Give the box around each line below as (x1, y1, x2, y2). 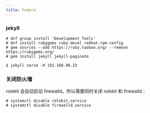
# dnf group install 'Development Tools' (6, 36, 96, 41)
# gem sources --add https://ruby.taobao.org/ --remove (6, 44, 128, 50)
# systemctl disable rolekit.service (6, 98, 87, 104)
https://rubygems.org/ (6, 49, 54, 54)
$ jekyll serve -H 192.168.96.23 (6, 62, 78, 68)
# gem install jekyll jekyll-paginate (6, 54, 89, 59)
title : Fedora (6, 7, 36, 13)
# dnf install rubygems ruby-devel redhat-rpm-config (6, 40, 124, 46)
